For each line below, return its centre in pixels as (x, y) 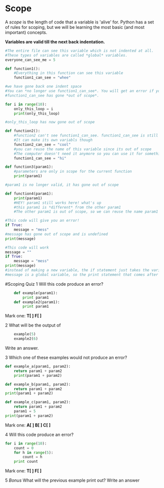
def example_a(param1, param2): (38, 367)
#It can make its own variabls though (53, 140)
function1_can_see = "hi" (40, 158)
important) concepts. (26, 32)
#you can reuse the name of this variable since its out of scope (83, 149)
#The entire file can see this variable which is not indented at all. (79, 51)
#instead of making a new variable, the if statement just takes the (77, 270)
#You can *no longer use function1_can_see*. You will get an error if (79, 91)
